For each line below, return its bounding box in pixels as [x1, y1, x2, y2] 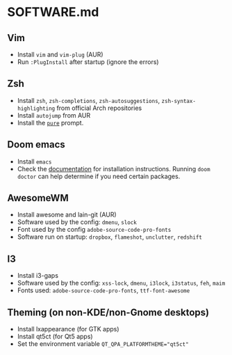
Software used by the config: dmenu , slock [17, 218, 137, 226]
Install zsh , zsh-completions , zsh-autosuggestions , [17, 96, 160, 104]
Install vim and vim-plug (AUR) [17, 50, 103, 58]
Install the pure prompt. [17, 118, 84, 127]
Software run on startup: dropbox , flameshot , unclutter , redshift [17, 232, 203, 241]
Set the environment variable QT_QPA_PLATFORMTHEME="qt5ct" [17, 340, 189, 348]
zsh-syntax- [161, 97, 197, 104]
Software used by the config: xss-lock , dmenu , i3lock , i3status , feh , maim [17, 279, 226, 287]
